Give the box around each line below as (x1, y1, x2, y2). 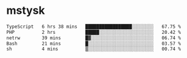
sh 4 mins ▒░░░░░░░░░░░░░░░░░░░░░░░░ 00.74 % (6, 46, 182, 52)
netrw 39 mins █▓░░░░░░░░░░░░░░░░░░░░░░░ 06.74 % (6, 34, 182, 41)
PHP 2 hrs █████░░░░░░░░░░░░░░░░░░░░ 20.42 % (6, 29, 182, 35)
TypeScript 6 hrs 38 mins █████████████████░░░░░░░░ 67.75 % (6, 24, 182, 30)
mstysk (6, 4, 45, 18)
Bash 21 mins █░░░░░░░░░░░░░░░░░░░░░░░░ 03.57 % (6, 40, 182, 47)
